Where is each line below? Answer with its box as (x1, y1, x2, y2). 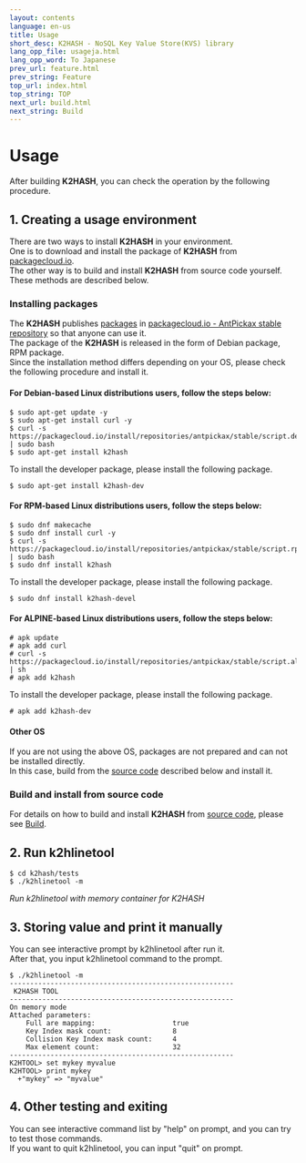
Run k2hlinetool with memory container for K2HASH (9, 893, 205, 904)
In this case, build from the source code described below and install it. (9, 766, 273, 777)
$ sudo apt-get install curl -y (9, 415, 132, 424)
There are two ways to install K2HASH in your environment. (9, 236, 234, 247)
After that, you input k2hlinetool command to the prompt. (9, 954, 223, 964)
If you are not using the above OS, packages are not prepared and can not (9, 746, 289, 757)
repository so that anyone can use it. (9, 328, 148, 339)
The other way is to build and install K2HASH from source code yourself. (9, 265, 282, 276)
